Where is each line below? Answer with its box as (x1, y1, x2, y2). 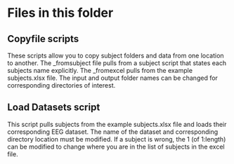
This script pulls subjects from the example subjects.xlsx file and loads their (7, 120, 227, 128)
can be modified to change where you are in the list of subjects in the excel (7, 142, 225, 151)
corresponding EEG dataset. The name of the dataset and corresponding (7, 128, 219, 136)
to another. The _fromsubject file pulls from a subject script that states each (7, 59, 227, 67)
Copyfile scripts (7, 33, 79, 45)
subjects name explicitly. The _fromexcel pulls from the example (7, 67, 193, 74)
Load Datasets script (7, 102, 100, 114)
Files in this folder (7, 5, 114, 21)
